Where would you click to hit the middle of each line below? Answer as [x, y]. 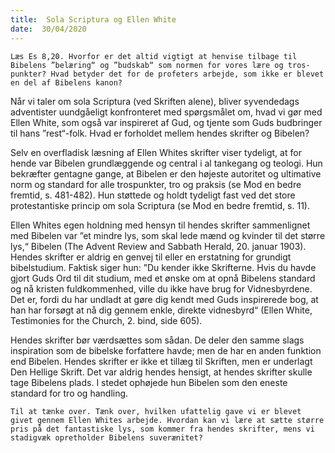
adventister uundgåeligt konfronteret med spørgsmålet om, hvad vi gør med [166, 112]
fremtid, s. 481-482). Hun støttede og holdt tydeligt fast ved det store [153, 195]
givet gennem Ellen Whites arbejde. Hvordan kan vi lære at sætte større [167, 420]
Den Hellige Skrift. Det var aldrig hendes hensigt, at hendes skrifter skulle [161, 372]
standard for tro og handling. [69, 393]
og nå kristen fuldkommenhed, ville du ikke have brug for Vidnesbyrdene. [161, 288]
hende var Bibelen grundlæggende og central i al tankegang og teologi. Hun [166, 163]
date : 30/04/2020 [48, 29]
